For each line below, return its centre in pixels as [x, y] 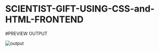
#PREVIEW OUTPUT [26, 33]
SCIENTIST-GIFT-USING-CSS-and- [80, 9]
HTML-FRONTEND [44, 19]
